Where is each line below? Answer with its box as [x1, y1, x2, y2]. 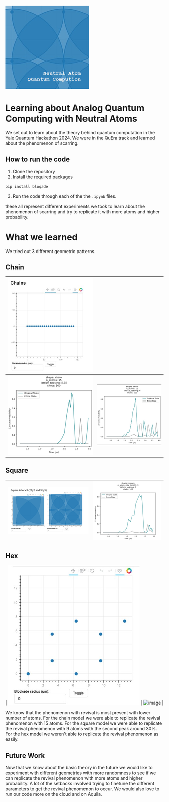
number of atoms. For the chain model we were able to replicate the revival [5, 715, 161, 721]
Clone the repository [12, 168, 55, 174]
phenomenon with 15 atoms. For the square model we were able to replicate [5, 720, 162, 726]
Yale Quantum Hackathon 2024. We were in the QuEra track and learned [5, 135, 155, 141]
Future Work [5, 751, 45, 760]
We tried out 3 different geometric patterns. [5, 248, 96, 254]
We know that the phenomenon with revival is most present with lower [5, 710, 151, 716]
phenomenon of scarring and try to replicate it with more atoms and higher [5, 208, 160, 215]
